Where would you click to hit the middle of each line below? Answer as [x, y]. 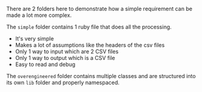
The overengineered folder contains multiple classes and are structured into [101, 76]
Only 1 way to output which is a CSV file [65, 58]
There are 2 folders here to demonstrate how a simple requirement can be [99, 9]
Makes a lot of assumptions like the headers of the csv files [90, 45]
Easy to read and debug [45, 64]
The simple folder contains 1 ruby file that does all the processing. [89, 27]
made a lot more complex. [39, 15]
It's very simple [34, 38]
